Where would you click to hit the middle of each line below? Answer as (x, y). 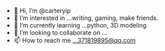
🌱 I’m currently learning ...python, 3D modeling (80, 25)
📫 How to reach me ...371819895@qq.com (75, 40)
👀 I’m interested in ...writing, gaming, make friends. (86, 18)
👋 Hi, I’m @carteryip (42, 11)
